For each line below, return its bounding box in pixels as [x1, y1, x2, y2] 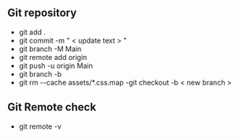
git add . [18, 27, 47, 36]
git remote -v [18, 122, 62, 131]
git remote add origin [18, 52, 88, 62]
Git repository [7, 6, 77, 20]
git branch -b [18, 69, 62, 78]
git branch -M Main [18, 43, 82, 54]
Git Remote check [7, 100, 96, 114]
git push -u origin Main [18, 61, 93, 70]
